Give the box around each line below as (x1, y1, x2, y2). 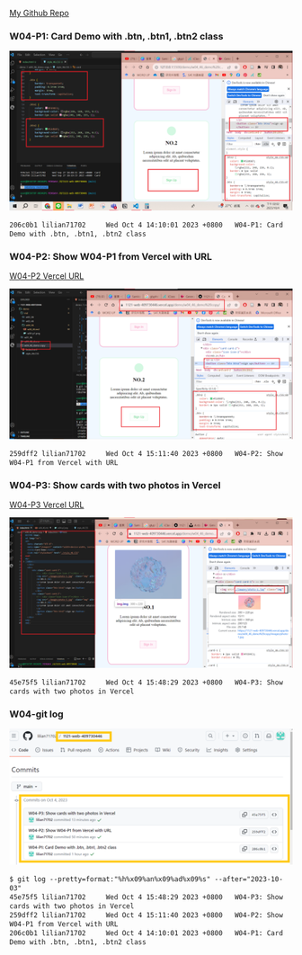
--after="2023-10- (214, 875, 283, 884)
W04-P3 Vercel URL (9, 499, 84, 511)
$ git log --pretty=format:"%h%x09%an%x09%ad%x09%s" (9, 875, 211, 884)
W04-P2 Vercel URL (9, 271, 84, 281)
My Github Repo (9, 8, 69, 18)
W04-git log (9, 708, 65, 720)
